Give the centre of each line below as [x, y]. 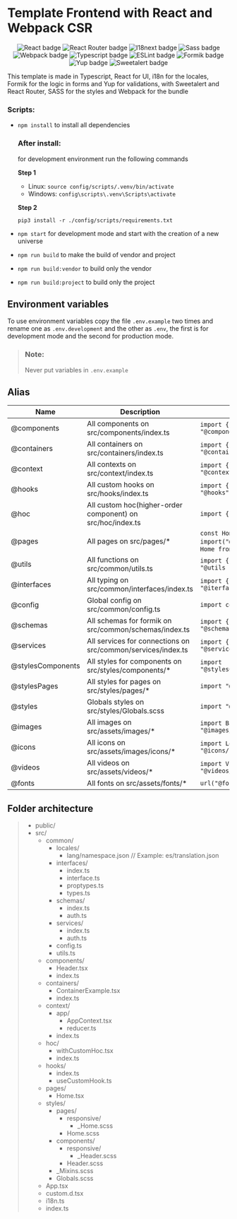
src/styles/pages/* [119, 690]
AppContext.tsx [89, 1021]
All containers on [115, 444]
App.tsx [57, 1186]
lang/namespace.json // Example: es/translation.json [143, 856]
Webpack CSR [50, 28]
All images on [109, 722]
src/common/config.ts [124, 609]
